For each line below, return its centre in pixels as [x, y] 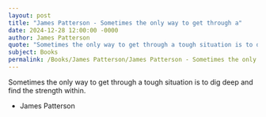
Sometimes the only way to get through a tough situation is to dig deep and [131, 82]
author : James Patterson [49, 38]
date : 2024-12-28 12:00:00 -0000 [63, 30]
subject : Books [33, 52]
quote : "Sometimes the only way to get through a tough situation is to [131, 45]
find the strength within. [47, 90]
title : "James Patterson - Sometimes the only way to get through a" [125, 23]
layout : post [30, 15]
